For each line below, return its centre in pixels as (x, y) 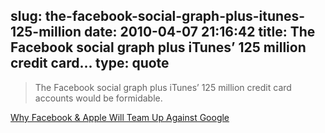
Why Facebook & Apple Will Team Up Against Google (120, 117)
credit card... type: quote (90, 63)
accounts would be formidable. (98, 98)
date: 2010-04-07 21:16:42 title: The (200, 32)
